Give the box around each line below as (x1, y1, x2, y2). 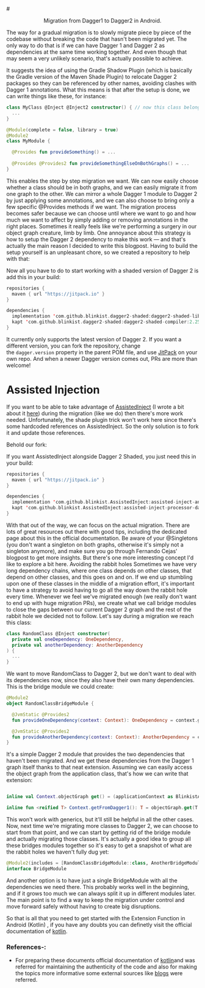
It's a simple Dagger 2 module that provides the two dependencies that (6, 750, 185, 758)
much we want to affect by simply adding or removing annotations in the (6, 216, 189, 223)
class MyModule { (6, 138, 51, 144)
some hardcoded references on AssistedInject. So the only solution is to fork (6, 423, 199, 430)
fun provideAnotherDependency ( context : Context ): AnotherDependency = (12, 734, 195, 740)
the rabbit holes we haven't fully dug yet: (6, 848, 109, 855)
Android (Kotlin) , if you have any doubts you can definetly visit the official (6, 921, 192, 928)
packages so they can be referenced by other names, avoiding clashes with (6, 79, 197, 87)
